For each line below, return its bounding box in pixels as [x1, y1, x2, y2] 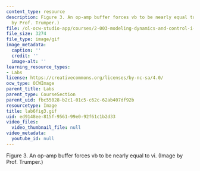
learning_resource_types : [6, 64, 70, 70]
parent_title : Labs [6, 86, 55, 92]
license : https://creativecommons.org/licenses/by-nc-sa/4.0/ [6, 75, 164, 81]
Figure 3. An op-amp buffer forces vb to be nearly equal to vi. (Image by [6, 152, 183, 159]
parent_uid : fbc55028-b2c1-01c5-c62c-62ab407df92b [6, 97, 135, 103]
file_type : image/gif [6, 36, 60, 42]
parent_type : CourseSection [6, 91, 76, 97]
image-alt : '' [11, 58, 46, 64]
